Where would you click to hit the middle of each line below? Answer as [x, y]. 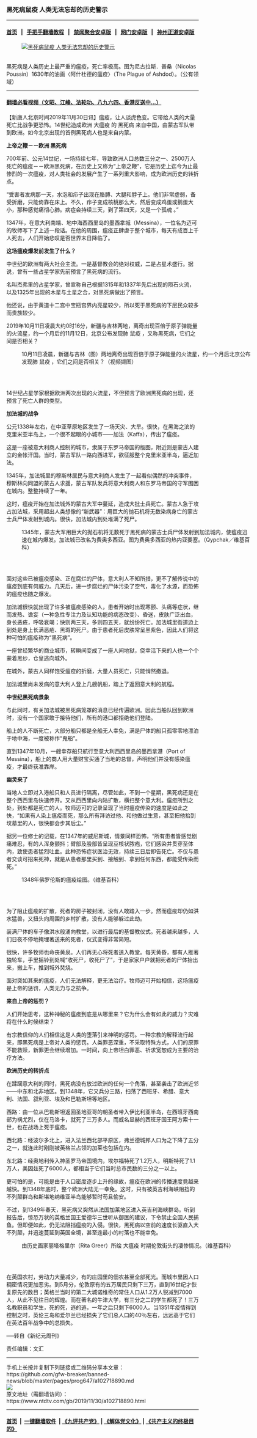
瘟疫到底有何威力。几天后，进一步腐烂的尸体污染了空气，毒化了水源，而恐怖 [103, 586]
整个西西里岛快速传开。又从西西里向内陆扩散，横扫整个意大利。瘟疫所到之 [100, 800]
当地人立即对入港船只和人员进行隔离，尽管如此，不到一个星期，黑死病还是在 [103, 792]
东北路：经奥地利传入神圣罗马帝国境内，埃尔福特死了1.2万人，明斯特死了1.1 [101, 1161]
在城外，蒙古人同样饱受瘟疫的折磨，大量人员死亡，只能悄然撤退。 [89, 671]
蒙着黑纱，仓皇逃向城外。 [38, 658]
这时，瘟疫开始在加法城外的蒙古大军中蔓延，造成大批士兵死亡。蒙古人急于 [100, 504]
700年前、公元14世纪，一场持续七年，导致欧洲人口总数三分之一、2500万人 [101, 158]
